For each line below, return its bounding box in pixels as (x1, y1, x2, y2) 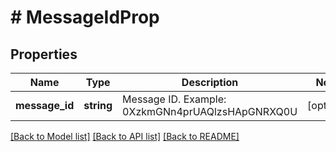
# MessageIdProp (10, 6, 160, 29)
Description (181, 76, 239, 89)
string (83, 99, 113, 112)
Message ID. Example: (122, 92, 227, 106)
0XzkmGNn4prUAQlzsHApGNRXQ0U (122, 105, 298, 118)
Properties (10, 46, 78, 63)
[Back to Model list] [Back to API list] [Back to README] (10, 131, 240, 142)
